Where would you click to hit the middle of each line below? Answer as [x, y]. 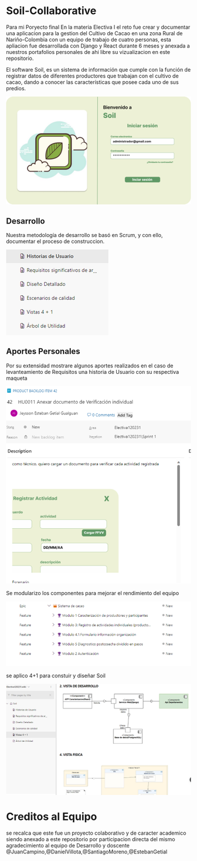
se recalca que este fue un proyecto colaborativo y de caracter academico [96, 833]
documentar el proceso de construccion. [55, 241]
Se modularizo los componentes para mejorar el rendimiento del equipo [93, 593]
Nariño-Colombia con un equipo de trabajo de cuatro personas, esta [89, 39]
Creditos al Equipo [52, 817]
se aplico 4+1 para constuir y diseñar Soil [56, 676]
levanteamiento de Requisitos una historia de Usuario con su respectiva [93, 372]
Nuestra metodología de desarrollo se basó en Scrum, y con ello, [84, 235]
